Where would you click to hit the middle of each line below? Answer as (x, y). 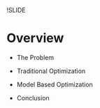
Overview (35, 38)
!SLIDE (16, 10)
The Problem (35, 57)
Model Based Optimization (55, 84)
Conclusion (33, 98)
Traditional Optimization (51, 71)
